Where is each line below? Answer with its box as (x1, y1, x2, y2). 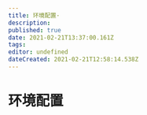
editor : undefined (8, 48, 68, 56)
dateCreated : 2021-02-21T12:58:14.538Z (8, 56, 139, 64)
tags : (8, 41, 26, 49)
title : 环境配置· (8, 11, 61, 20)
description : (8, 19, 51, 27)
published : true (8, 26, 61, 34)
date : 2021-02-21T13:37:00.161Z (8, 33, 114, 42)
